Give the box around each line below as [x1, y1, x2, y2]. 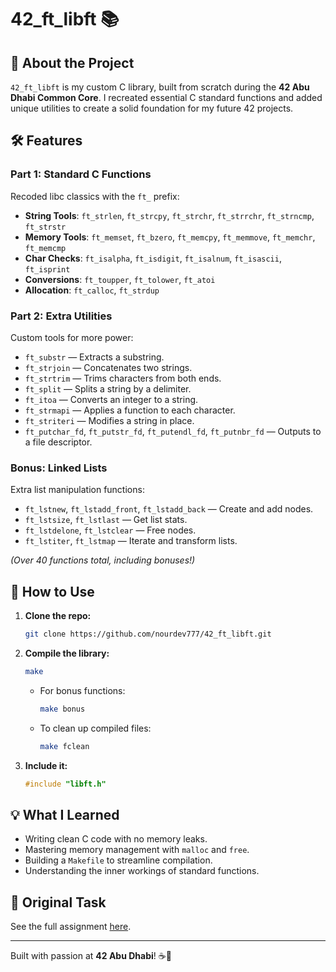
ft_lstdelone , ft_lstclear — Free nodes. [24, 524, 197, 536]
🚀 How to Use [10, 583, 95, 600]
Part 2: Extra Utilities [10, 309, 113, 323]
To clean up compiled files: [39, 722, 152, 734]
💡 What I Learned [10, 806, 120, 823]
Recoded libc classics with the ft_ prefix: [10, 190, 180, 202]
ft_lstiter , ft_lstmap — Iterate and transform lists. [24, 535, 238, 547]
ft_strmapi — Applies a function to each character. [24, 404, 236, 416]
